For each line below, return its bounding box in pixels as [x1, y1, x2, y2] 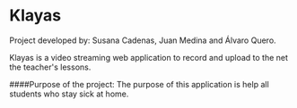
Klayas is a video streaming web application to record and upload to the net [9, 52, 289, 62]
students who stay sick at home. [9, 88, 129, 99]
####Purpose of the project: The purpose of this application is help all [9, 79, 269, 89]
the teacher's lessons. [9, 62, 92, 72]
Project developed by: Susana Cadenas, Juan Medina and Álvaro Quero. [9, 35, 276, 46]
